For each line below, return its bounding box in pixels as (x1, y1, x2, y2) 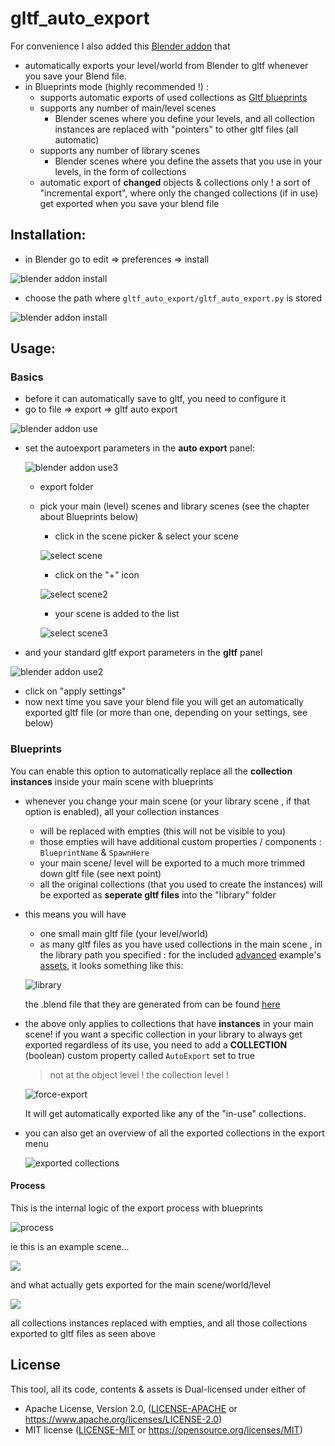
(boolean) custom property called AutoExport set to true (24, 1049, 255, 1061)
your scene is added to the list (54, 608, 180, 620)
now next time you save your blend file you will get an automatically (24, 696, 304, 708)
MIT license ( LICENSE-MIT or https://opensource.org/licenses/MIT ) (24, 1423, 303, 1436)
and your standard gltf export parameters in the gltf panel (24, 647, 263, 659)
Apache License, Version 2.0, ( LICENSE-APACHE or (24, 1402, 238, 1414)
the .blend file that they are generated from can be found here (24, 998, 281, 1010)
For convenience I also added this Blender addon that (10, 40, 231, 52)
